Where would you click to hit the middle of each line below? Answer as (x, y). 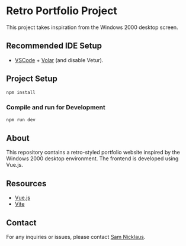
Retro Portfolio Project (62, 11)
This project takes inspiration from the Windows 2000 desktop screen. (92, 27)
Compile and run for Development (56, 108)
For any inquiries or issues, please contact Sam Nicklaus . (76, 237)
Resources (26, 184)
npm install (21, 92)
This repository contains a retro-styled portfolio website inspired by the (93, 153)
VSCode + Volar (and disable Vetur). (59, 60)
